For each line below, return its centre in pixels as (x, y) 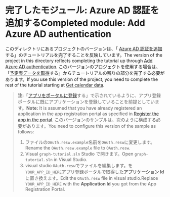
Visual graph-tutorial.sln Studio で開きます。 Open (79, 154)
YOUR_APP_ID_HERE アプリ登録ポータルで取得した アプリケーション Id (95, 172)
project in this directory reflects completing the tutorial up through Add (79, 61)
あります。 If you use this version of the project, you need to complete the (82, 79)
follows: (26, 131)
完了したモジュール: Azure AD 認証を (82, 10)
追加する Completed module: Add (75, 23)
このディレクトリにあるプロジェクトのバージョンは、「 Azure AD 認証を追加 (84, 48)
